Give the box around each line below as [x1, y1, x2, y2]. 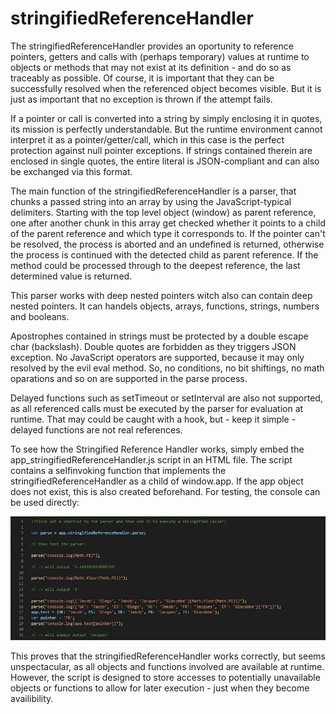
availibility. [10, 692, 54, 704]
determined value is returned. [10, 270, 133, 282]
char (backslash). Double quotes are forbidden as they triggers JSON [10, 340, 297, 352]
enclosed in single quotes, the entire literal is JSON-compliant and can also [10, 155, 320, 167]
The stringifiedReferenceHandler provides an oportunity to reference [10, 40, 294, 52]
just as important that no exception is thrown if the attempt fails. [10, 93, 273, 105]
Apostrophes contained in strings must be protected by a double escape [10, 330, 309, 342]
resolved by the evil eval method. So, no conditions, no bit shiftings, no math [10, 362, 325, 374]
